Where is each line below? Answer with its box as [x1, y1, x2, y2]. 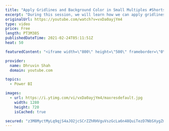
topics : [5, 77, 22, 82]
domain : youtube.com [10, 68, 53, 73]
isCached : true [14, 109, 46, 114]
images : [5, 91, 22, 96]
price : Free [5, 26, 30, 31]
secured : [5, 118, 24, 123]
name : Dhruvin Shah [10, 63, 51, 68]
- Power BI [10, 82, 33, 87]
